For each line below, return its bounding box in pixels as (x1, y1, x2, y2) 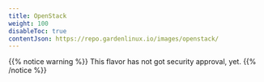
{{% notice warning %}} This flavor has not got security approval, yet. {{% (8, 57, 257, 67)
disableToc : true (8, 27, 67, 35)
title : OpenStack (8, 11, 67, 20)
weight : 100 (8, 19, 49, 28)
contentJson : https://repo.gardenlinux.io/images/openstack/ (8, 34, 219, 43)
